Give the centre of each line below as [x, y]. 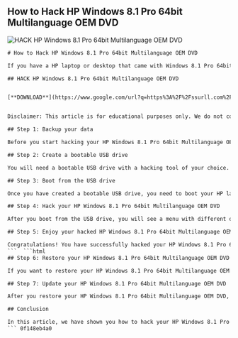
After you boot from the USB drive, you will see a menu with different [117, 219]
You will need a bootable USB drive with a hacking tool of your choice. [119, 168]
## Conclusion [28, 309]
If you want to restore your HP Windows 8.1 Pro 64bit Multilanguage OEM [119, 271]
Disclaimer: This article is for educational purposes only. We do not [115, 116]
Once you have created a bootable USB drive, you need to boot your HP [115, 193]
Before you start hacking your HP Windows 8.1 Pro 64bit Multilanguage [115, 142]
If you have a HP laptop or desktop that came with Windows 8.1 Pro [110, 66]
